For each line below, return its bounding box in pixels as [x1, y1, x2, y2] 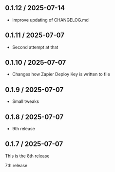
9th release [12, 126, 35, 132]
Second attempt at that [12, 44, 58, 50]
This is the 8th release [5, 153, 50, 159]
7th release [5, 162, 28, 168]
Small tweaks [12, 98, 39, 104]
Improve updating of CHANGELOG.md [12, 17, 89, 23]
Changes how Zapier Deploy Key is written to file [12, 71, 111, 77]
